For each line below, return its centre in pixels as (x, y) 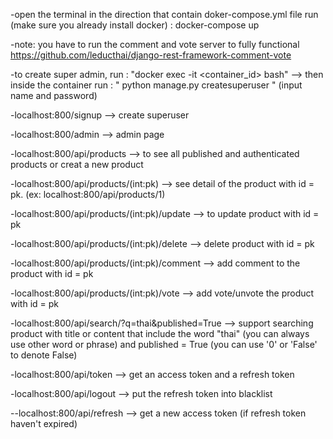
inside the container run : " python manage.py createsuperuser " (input (156, 85)
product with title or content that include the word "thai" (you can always (160, 333)
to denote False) (44, 355)
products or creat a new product (77, 164)
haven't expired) (44, 423)
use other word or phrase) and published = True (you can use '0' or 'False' (164, 344)
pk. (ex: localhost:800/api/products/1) (88, 194)
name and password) (54, 95)
